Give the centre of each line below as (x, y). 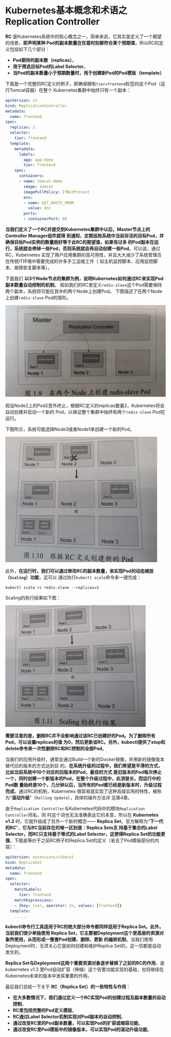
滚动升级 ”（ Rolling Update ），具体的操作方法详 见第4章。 (72, 797)
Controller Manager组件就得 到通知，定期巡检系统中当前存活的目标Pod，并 (85, 236)
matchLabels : (28, 889)
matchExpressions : (34, 900)
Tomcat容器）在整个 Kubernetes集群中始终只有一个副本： (70, 90)
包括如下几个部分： (30, 49)
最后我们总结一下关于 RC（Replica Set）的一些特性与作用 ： (68, 987)
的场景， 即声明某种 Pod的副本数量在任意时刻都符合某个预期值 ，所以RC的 (82, 43)
